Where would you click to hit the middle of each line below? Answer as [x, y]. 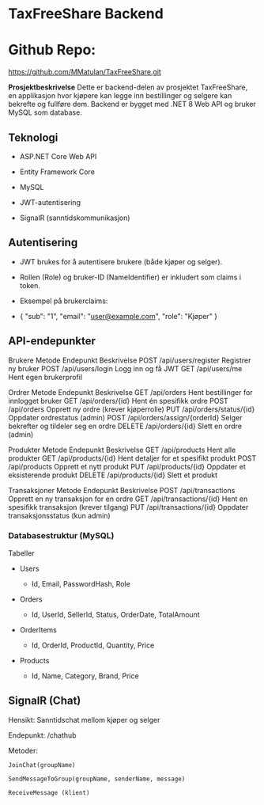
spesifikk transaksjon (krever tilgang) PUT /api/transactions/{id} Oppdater [128, 507]
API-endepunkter [52, 341]
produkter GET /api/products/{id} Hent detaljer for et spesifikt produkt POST [132, 458]
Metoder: [23, 750]
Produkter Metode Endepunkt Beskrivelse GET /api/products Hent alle [122, 450]
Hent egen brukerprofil [45, 377]
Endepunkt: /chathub [42, 735]
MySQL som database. [45, 112]
